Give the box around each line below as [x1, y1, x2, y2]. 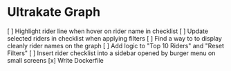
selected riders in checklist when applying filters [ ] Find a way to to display [7, 34, 223, 42]
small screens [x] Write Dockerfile [7, 56, 104, 64]
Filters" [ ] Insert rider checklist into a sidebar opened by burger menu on [7, 49, 216, 57]
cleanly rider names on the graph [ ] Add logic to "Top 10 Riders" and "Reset [7, 41, 225, 50]
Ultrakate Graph [7, 4, 101, 20]
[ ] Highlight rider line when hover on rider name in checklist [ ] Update [7, 27, 209, 35]
